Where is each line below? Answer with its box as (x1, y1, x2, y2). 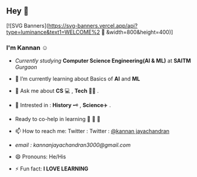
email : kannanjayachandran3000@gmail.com (14, 141, 131, 149)
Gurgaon (14, 64, 37, 71)
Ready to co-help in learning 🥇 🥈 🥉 (14, 116, 101, 123)
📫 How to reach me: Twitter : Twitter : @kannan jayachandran (14, 128, 170, 135)
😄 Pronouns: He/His (14, 153, 66, 160)
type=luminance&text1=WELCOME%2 (6, 28, 101, 36)
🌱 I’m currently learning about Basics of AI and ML (14, 75, 140, 82)
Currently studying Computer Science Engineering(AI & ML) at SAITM (14, 57, 192, 64)
